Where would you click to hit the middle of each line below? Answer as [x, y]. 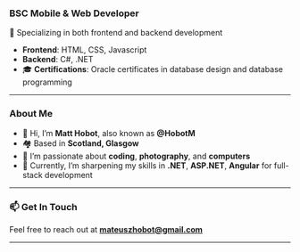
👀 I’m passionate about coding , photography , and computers [136, 156]
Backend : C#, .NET [58, 60]
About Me [31, 114]
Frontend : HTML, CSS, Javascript [84, 50]
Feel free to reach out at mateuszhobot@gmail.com [106, 229]
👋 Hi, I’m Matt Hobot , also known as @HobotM [108, 133]
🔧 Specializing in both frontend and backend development [116, 33]
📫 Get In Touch [43, 207]
